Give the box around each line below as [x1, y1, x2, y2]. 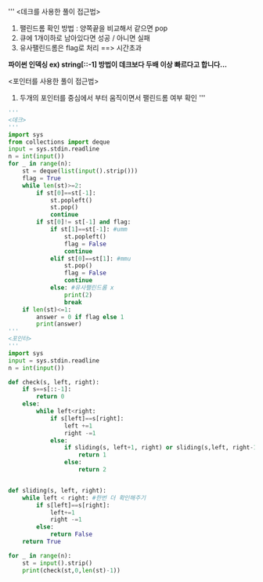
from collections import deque [8, 138, 110, 146]
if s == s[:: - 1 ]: [22, 385, 72, 394]
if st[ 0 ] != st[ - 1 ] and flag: [36, 218, 131, 226]
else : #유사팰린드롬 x [49, 284, 114, 292]
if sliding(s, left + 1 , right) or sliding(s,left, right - [63, 444, 254, 452]
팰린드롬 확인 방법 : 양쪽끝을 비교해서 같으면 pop [19, 24, 168, 33]
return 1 [77, 451, 107, 459]
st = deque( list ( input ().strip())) [22, 167, 139, 175]
